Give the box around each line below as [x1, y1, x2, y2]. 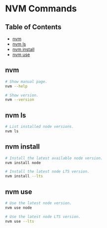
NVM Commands [5, 3, 77, 14]
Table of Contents [5, 23, 62, 31]
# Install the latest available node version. [5, 156, 103, 161]
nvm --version [5, 97, 35, 102]
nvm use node [5, 205, 32, 210]
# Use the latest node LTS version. [5, 214, 81, 219]
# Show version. [5, 93, 39, 98]
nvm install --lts [5, 174, 43, 179]
